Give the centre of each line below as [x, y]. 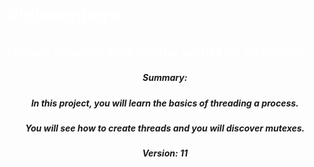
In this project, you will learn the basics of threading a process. [165, 103]
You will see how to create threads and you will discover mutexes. [165, 128]
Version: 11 [165, 153]
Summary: [165, 78]
